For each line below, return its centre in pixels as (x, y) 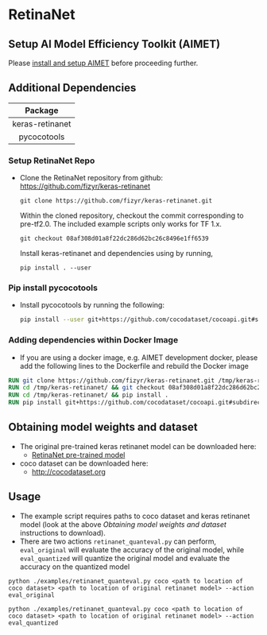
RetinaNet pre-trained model (78, 455)
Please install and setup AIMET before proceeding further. (103, 63)
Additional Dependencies (72, 88)
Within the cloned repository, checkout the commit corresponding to (132, 215)
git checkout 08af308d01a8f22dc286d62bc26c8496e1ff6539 (114, 239)
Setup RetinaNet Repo (52, 161)
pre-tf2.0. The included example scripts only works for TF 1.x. (121, 224)
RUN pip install (35, 403)
